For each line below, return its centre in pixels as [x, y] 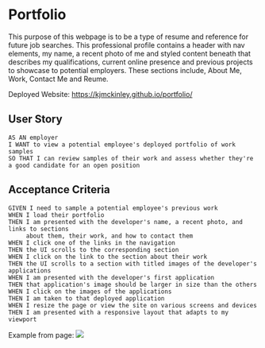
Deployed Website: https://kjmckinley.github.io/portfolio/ [100, 94]
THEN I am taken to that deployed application [86, 298]
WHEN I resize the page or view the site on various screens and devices [133, 305]
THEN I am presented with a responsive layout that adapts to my [118, 312]
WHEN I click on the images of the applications [90, 292]
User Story [35, 120]
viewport [23, 319]
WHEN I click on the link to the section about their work [108, 257]
